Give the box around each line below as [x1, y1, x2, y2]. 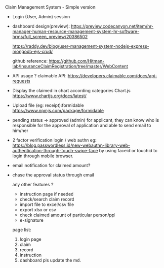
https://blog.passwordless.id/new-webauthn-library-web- [12, 142, 130, 148]
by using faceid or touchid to [99, 148, 158, 153]
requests [12, 78, 31, 84]
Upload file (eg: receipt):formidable [12, 102, 84, 108]
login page [19, 236, 41, 242]
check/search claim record [19, 197, 75, 202]
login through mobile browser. [12, 153, 74, 159]
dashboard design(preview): [12, 23, 70, 29]
